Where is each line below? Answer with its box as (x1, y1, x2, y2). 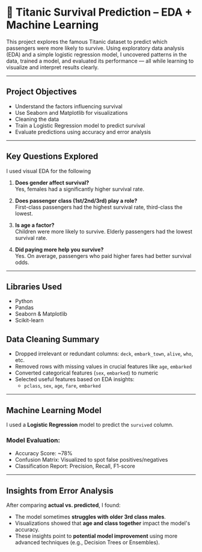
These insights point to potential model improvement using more (14, 532, 178, 540)
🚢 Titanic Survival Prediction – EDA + (6, 5, 192, 19)
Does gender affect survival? (14, 179, 90, 186)
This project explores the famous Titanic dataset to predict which (6, 38, 168, 45)
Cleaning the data (14, 115, 59, 123)
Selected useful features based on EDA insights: (14, 376, 135, 383)
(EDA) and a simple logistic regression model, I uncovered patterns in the (6, 51, 188, 58)
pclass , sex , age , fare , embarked (23, 382, 101, 390)
